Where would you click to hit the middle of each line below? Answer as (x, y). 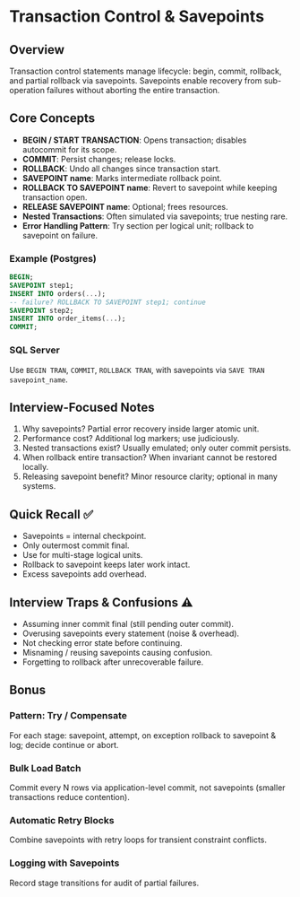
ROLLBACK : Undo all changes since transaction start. (121, 169)
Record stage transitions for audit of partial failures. (104, 883)
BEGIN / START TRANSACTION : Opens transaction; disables (134, 140)
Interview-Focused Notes (82, 407)
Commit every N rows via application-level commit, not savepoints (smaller (147, 788)
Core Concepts (52, 118)
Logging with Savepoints (64, 863)
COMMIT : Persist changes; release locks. (99, 159)
